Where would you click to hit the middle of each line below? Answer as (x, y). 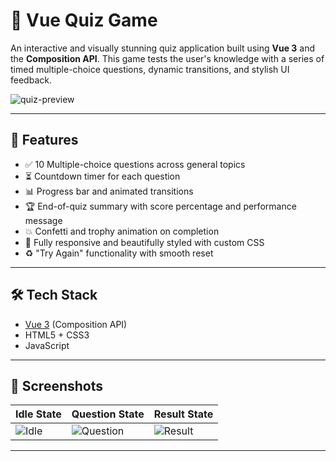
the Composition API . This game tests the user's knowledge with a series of (167, 58)
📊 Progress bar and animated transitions (109, 191)
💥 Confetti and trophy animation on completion (122, 231)
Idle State (38, 414)
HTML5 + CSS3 (57, 335)
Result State (183, 414)
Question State (108, 414)
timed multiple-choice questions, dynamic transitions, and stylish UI (150, 69)
